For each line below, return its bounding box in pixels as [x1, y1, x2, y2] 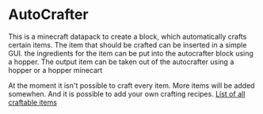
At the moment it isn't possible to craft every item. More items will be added [8, 81, 255, 90]
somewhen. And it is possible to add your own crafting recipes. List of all [8, 89, 246, 98]
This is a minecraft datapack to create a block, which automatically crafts [8, 32, 247, 41]
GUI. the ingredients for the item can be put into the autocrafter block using [8, 48, 253, 58]
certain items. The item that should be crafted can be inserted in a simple [8, 40, 247, 49]
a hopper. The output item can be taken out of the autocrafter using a [8, 57, 234, 66]
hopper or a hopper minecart [8, 65, 103, 74]
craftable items [8, 97, 58, 107]
